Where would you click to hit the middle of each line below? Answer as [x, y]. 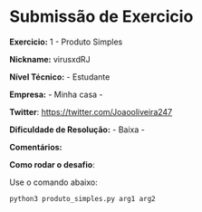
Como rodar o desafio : [52, 164]
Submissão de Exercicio [101, 17]
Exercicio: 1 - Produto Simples [66, 42]
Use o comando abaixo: [53, 182]
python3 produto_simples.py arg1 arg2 [82, 198]
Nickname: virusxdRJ [50, 59]
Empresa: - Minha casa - [56, 94]
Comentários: [36, 147]
